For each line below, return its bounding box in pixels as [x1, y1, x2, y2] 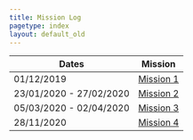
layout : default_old [9, 29, 86, 38]
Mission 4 [138, 117, 180, 129]
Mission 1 [138, 73, 180, 86]
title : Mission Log [9, 12, 82, 22]
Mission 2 [138, 87, 180, 100]
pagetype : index [9, 21, 69, 30]
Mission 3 [138, 102, 180, 114]
